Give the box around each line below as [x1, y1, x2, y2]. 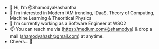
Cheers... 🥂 [9, 39, 33, 44]
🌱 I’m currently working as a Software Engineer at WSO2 [9, 20, 126, 26]
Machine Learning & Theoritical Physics [9, 15, 92, 21]
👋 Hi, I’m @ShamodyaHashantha [9, 5, 77, 10]
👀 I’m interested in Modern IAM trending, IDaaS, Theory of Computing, [9, 10, 155, 16]
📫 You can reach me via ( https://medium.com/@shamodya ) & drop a [9, 26, 152, 32]
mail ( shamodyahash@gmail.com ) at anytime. [9, 33, 104, 39]
